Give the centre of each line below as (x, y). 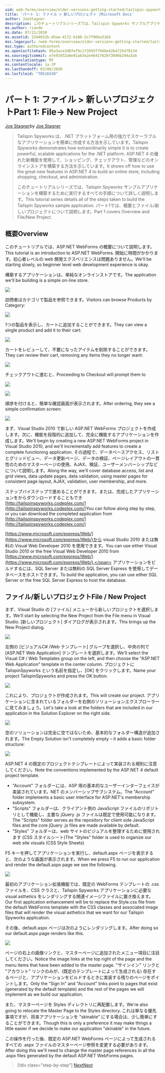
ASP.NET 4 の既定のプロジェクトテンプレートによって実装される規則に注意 (81, 764)
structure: (15, 744)
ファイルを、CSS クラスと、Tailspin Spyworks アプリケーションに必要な (78, 890)
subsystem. (24, 803)
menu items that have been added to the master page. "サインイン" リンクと (82, 965)
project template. (22, 775)
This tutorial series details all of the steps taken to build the (85, 199)
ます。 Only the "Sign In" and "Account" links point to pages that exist (88, 984)
